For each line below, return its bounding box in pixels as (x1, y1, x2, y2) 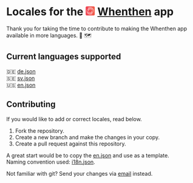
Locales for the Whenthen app (6, 5, 174, 19)
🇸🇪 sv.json (6, 75, 35, 82)
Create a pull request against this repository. (15, 140, 126, 147)
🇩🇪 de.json (6, 67, 36, 75)
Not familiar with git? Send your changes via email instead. (6, 170, 153, 177)
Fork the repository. (15, 127, 65, 135)
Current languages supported (6, 52, 121, 62)
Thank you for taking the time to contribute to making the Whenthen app (6, 25, 187, 32)
